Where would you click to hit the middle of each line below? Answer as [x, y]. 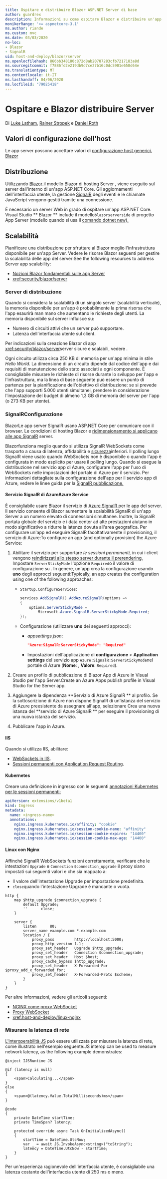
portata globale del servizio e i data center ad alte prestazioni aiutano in [79, 522]
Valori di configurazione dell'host [58, 138]
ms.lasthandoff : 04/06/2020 [34, 80]
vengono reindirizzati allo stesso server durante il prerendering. [78, 558]
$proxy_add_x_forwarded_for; [35, 970]
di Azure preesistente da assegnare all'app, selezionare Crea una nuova [86, 706]
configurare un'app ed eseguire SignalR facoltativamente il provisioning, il [81, 532]
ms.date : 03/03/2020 [27, 38]
